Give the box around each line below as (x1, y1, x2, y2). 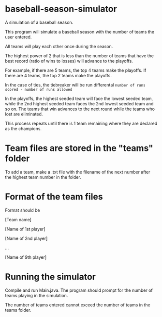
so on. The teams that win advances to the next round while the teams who (5, 106, 155, 112)
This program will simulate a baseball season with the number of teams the (5, 29, 155, 34)
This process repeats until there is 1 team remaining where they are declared (5, 120, 158, 126)
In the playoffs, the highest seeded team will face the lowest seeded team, (5, 96, 153, 101)
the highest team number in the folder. (5, 174, 81, 180)
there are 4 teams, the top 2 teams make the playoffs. (5, 72, 112, 78)
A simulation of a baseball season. (5, 19, 74, 25)
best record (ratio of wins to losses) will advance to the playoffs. (5, 58, 133, 64)
